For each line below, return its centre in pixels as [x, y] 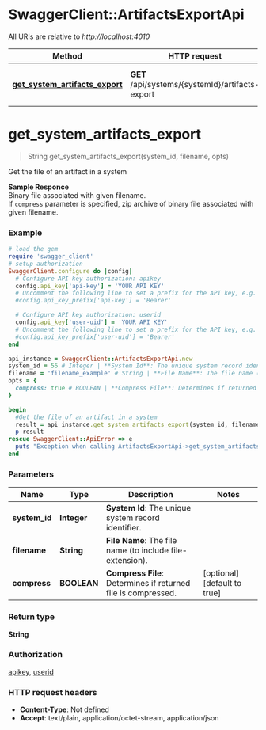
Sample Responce [39, 187]
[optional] [221, 573]
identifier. [123, 528]
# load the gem [33, 249]
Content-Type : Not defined [64, 709]
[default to [222, 584]
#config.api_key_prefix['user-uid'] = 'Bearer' [95, 337]
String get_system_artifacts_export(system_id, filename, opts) [128, 156]
